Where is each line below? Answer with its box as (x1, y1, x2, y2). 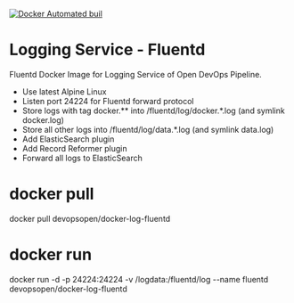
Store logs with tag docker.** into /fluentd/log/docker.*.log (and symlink (21, 105, 285, 116)
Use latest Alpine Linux (21, 86, 107, 97)
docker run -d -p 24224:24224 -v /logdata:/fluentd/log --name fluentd (9, 274, 269, 284)
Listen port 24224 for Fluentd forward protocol (21, 95, 194, 106)
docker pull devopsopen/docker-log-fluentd (9, 213, 171, 224)
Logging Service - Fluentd (9, 40, 206, 60)
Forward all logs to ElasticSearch (21, 152, 143, 163)
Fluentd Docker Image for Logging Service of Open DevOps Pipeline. (9, 69, 263, 79)
